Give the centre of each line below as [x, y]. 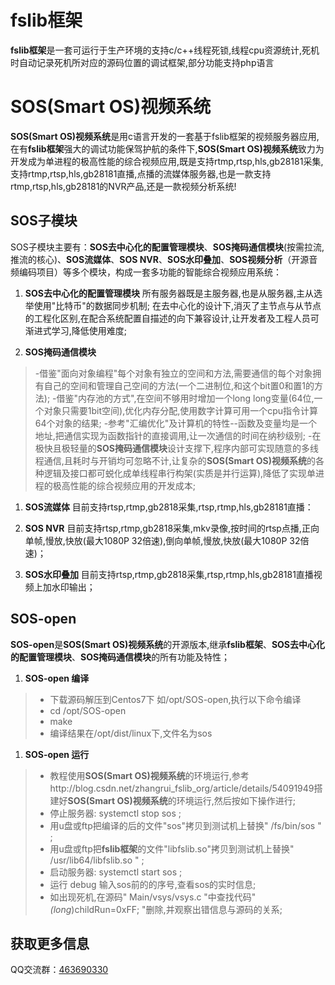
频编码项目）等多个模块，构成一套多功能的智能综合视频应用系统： [146, 272]
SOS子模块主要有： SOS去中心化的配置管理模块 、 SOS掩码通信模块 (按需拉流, [167, 247]
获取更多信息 [50, 943]
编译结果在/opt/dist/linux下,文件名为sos [131, 733]
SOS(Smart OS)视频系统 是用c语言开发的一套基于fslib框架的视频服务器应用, [165, 136]
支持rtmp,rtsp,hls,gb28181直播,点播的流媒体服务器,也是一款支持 [141, 173]
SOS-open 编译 [57, 678]
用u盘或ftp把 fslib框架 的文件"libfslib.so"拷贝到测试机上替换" [172, 848]
